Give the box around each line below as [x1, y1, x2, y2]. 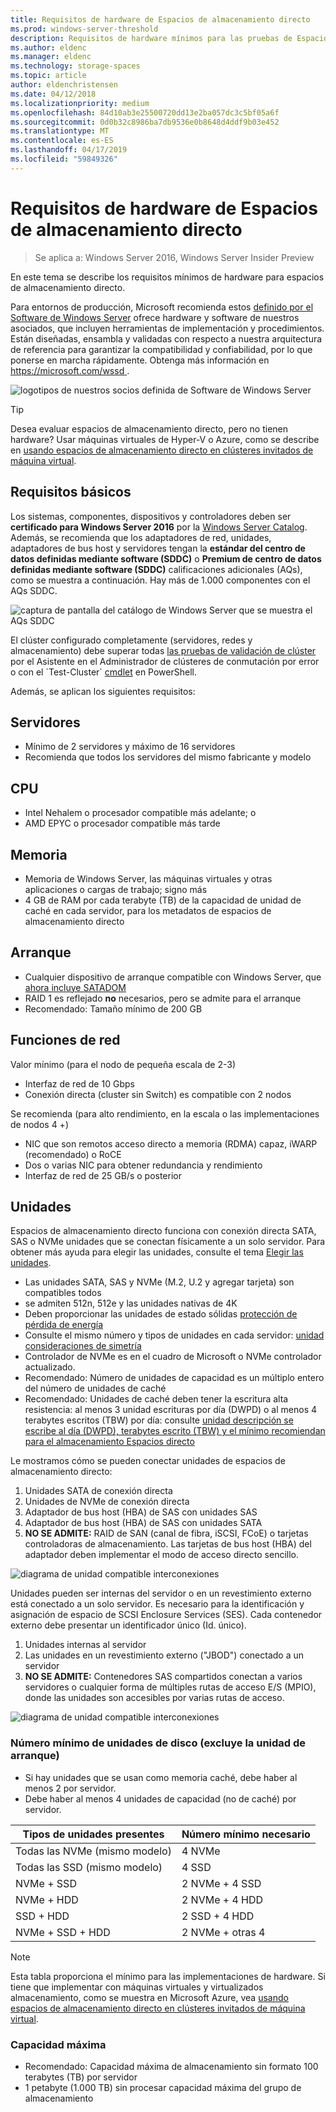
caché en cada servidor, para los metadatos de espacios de [24, 904, 272, 916]
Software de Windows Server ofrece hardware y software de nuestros [10, 311, 300, 323]
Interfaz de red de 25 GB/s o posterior [24, 1169, 182, 1181]
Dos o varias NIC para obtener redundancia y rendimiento [24, 1159, 263, 1171]
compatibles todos [24, 1287, 102, 1299]
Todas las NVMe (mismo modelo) [15, 1844, 172, 1858]
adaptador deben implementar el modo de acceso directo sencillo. [24, 1549, 300, 1561]
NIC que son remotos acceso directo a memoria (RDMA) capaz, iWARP [24, 1137, 318, 1150]
